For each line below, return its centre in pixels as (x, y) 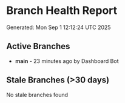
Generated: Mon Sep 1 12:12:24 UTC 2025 (59, 27)
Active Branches (38, 46)
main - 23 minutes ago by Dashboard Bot (67, 61)
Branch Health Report (62, 11)
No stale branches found (37, 95)
